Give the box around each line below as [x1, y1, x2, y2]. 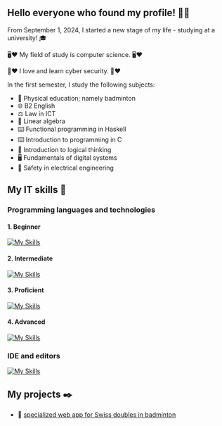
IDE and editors [7, 351, 61, 361]
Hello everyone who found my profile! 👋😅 [7, 7, 190, 19]
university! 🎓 [7, 33, 47, 42]
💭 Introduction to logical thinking [17, 145, 112, 154]
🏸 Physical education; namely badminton [17, 94, 136, 102]
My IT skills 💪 [7, 184, 67, 196]
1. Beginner [7, 223, 41, 231]
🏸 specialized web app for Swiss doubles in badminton [17, 411, 176, 419]
